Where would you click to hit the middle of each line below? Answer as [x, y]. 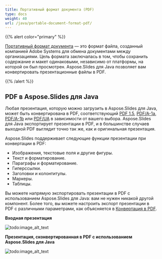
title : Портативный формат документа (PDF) [50, 9]
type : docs [16, 14]
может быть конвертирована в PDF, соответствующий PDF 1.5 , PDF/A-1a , [81, 113]
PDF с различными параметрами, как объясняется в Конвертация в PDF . [81, 209]
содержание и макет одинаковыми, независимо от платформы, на [74, 62]
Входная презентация [29, 218]
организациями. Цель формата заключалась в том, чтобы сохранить [76, 57]
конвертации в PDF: [25, 144]
